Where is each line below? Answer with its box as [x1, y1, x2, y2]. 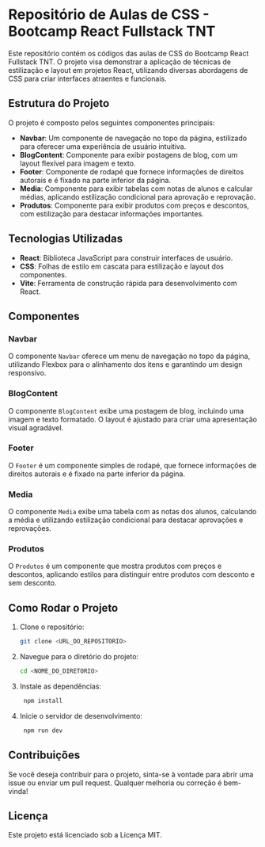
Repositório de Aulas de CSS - [8, 6, 210, 24]
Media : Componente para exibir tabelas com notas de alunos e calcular [19, 184, 253, 193]
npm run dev [23, 727, 63, 734]
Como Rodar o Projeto [8, 601, 119, 615]
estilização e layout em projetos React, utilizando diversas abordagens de [8, 65, 248, 74]
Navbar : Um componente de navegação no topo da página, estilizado [19, 133, 248, 143]
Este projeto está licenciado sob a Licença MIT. [8, 830, 162, 840]
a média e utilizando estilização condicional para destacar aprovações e [8, 515, 244, 525]
